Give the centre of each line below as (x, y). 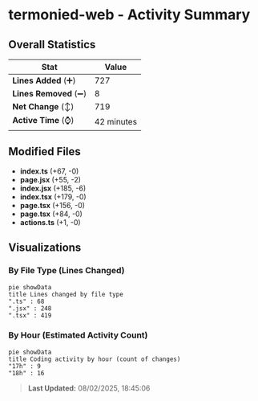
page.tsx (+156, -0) (52, 205)
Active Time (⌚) (43, 120)
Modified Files (45, 151)
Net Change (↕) (43, 106)
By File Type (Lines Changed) (67, 271)
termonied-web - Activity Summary (129, 15)
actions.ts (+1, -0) (50, 222)
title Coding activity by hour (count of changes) (95, 359)
